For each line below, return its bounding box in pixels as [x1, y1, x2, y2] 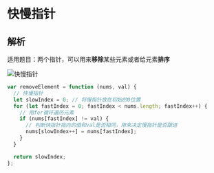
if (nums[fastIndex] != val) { [19, 115, 109, 122]
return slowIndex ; [13, 153, 67, 160]
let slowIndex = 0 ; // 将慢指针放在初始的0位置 [13, 96, 141, 103]
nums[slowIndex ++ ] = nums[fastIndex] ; [25, 128, 137, 135]
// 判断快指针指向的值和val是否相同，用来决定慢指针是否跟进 [25, 122, 178, 129]
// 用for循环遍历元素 [19, 109, 74, 116]
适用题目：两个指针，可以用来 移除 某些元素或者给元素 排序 [7, 56, 170, 63]
